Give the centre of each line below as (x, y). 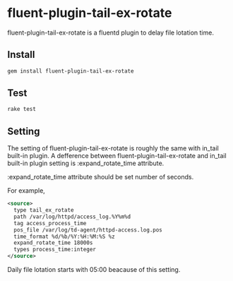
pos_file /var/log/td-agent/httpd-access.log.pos (88, 230)
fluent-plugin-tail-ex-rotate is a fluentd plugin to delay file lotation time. (110, 32)
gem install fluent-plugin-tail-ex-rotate (71, 71)
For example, (26, 191)
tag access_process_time (50, 223)
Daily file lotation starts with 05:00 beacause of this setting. (94, 269)
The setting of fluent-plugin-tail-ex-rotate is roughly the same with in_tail (113, 148)
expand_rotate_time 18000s (53, 243)
